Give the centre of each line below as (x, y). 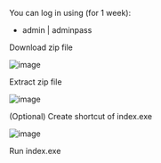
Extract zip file (36, 82)
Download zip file (41, 47)
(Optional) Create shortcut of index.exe (81, 116)
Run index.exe (35, 151)
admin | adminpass (57, 30)
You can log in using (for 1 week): (70, 13)
